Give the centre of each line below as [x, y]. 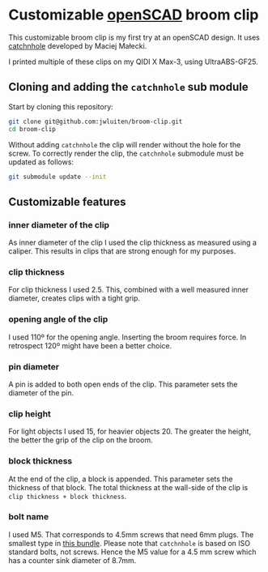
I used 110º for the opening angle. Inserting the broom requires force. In [128, 337]
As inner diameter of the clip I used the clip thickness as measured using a [133, 243]
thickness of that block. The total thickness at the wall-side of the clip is [128, 487]
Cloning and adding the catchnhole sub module [128, 87]
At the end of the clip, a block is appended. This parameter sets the [121, 479]
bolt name [29, 517]
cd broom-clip [32, 129]
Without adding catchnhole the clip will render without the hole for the [125, 144]
